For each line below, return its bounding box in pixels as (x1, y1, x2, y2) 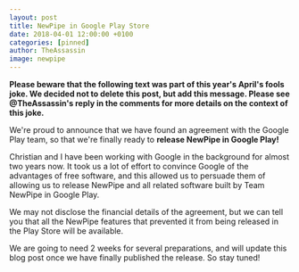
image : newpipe (9, 54, 66, 63)
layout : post (9, 12, 58, 22)
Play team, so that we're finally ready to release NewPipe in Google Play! (9, 135, 279, 144)
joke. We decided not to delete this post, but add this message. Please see (9, 88, 290, 99)
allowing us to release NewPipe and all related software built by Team (9, 180, 265, 190)
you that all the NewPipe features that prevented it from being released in (9, 216, 279, 227)
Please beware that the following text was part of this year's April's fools (9, 79, 285, 89)
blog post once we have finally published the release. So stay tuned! (9, 252, 261, 263)
